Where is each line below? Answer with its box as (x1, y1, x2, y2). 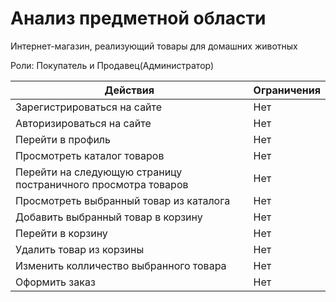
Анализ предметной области (10, 7, 267, 30)
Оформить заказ (15, 275, 96, 289)
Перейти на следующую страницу (15, 165, 183, 179)
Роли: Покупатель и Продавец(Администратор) (10, 59, 215, 71)
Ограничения (253, 83, 321, 97)
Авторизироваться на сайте (15, 116, 152, 130)
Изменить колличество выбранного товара (15, 258, 227, 272)
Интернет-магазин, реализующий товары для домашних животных (10, 40, 298, 52)
